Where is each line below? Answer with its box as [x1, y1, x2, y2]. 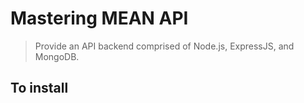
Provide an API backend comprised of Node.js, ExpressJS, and [34, 40, 295, 52]
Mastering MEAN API [10, 7, 189, 30]
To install [10, 80, 69, 97]
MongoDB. [34, 50, 80, 62]
